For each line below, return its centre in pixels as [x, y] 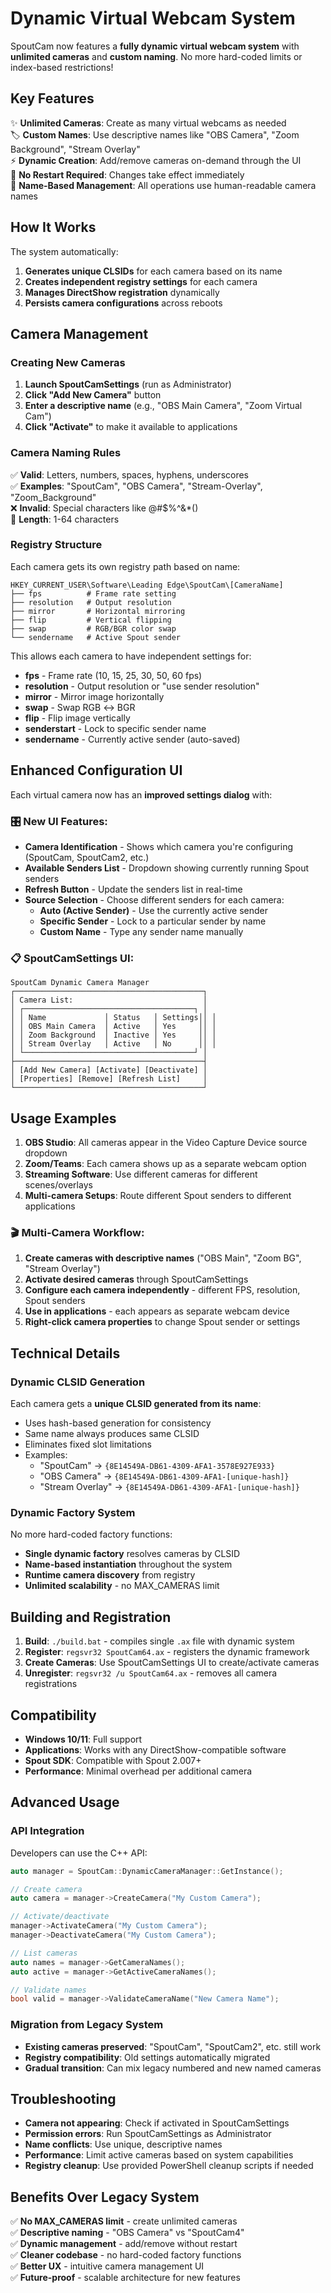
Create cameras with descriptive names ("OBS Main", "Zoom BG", [163, 1258]
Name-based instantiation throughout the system [128, 1564]
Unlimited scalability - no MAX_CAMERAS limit [122, 1586]
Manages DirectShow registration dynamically [122, 292]
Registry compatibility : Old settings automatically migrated [147, 2057]
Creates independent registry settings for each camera [141, 281]
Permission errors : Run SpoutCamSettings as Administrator [148, 2134]
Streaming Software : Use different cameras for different [141, 1174]
